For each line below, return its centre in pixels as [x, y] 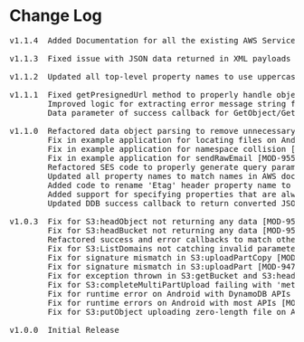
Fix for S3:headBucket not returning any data [152, 230]
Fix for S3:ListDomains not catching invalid [150, 248]
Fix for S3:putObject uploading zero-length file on [167, 312]
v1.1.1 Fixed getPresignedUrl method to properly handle [141, 95]
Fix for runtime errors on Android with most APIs [162, 303]
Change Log [56, 16]
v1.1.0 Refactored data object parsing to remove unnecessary [152, 131]
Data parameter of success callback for [138, 113]
